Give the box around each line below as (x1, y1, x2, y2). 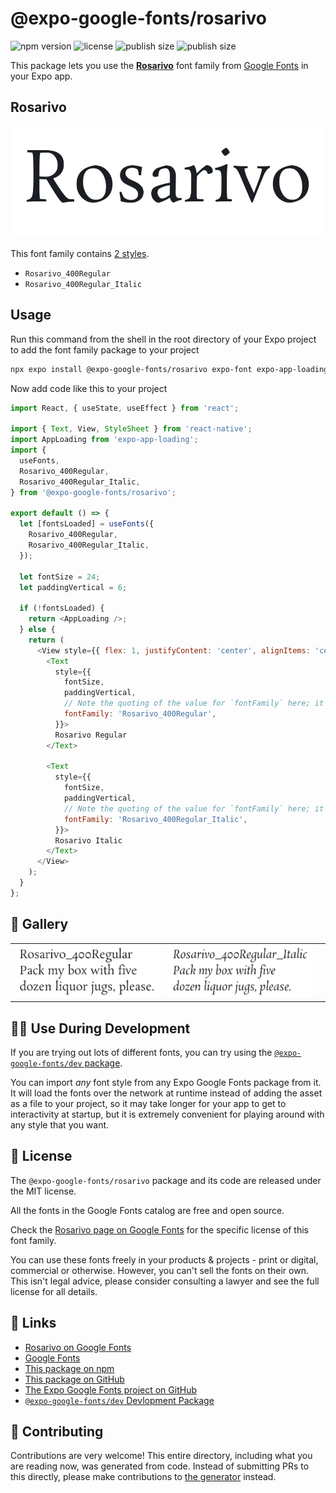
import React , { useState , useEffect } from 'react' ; (10, 403, 240, 413)
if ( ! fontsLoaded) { (19, 603, 105, 614)
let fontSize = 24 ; (19, 572, 101, 582)
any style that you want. (10, 1118, 110, 1131)
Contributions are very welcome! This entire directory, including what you (10, 1450, 313, 1462)
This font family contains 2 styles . (10, 247, 150, 259)
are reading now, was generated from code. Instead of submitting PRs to (10, 1460, 310, 1472)
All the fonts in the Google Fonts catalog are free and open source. (10, 1204, 285, 1216)
